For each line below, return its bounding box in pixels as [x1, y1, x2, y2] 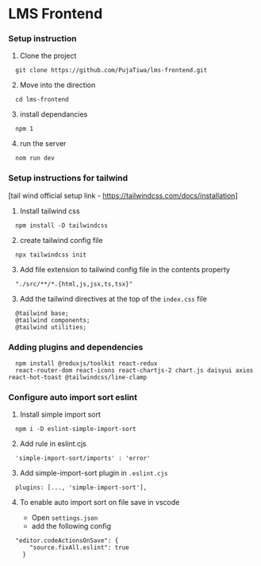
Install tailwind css [19, 206, 81, 215]
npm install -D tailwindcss [15, 221, 109, 229]
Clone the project [19, 51, 77, 60]
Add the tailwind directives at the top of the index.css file [19, 294, 208, 303]
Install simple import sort [19, 410, 102, 419]
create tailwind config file [19, 235, 103, 244]
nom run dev [15, 154, 56, 163]
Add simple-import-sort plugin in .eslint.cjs [19, 468, 168, 478]
